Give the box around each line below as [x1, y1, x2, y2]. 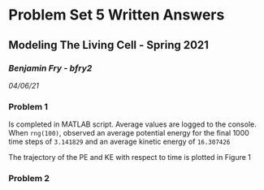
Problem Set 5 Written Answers [8, 6, 225, 24]
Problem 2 [8, 173, 50, 184]
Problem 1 [8, 101, 49, 112]
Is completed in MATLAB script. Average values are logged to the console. [8, 119, 258, 129]
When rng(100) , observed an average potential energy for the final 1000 [8, 128, 249, 138]
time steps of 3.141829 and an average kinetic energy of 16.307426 [8, 136, 231, 147]
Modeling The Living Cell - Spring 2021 [8, 38, 210, 52]
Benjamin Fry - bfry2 [8, 63, 93, 74]
